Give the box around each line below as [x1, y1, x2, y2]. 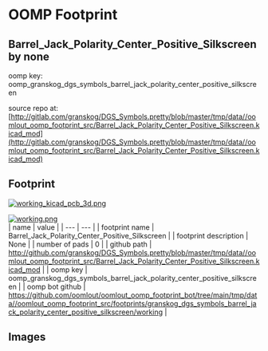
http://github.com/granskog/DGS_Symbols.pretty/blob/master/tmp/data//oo [8, 247, 257, 257]
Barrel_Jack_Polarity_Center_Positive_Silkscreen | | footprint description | [8, 231, 249, 240]
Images [8, 330, 46, 344]
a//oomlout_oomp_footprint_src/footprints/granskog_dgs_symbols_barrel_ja [8, 298, 257, 308]
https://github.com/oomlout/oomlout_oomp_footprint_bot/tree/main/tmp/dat [8, 290, 258, 300]
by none [8, 49, 50, 63]
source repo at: [8, 104, 58, 112]
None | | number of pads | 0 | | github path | [8, 239, 152, 249]
